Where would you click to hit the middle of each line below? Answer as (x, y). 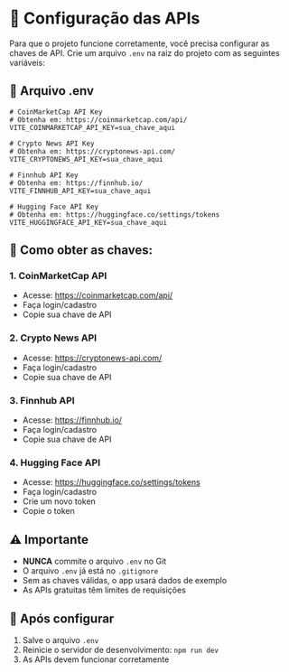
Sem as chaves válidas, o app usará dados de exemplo (125, 581)
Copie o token (48, 511)
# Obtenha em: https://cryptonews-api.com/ (93, 151)
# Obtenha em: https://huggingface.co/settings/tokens (115, 215)
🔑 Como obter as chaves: (81, 251)
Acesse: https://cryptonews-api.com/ (92, 358)
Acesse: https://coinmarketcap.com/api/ (98, 295)
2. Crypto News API (53, 338)
